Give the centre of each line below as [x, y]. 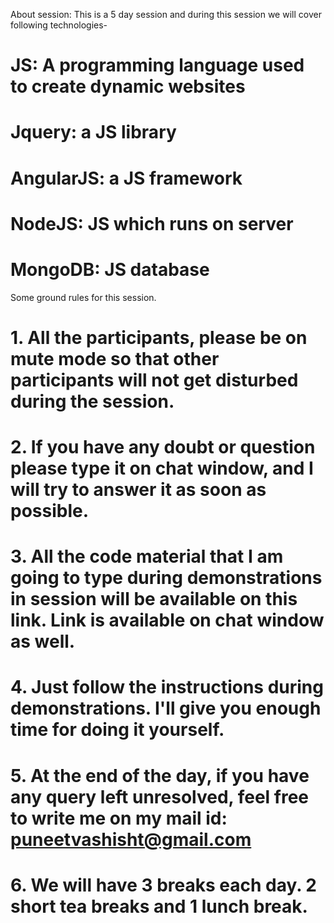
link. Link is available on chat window [167, 620]
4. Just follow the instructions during [167, 687]
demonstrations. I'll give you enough [166, 708]
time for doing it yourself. [117, 730]
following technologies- [59, 25]
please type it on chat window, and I [162, 468]
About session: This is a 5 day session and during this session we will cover [166, 14]
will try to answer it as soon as [138, 490]
